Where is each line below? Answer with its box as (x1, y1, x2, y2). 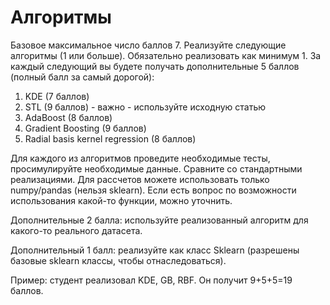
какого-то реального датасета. (10, 224, 143, 236)
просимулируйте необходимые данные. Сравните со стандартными (10, 162, 303, 175)
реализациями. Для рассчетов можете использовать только (10, 173, 270, 185)
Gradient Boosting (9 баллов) (24, 122, 147, 134)
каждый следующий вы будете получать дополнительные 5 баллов (10, 60, 300, 72)
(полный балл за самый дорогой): (10, 71, 155, 83)
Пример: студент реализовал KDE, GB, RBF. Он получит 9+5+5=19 (10, 274, 293, 286)
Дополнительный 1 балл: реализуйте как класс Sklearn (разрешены (10, 244, 300, 256)
